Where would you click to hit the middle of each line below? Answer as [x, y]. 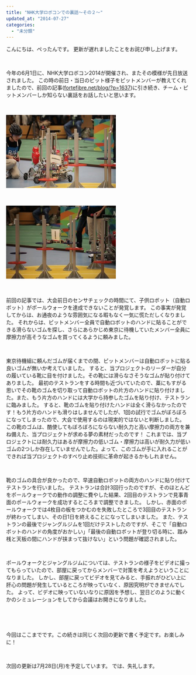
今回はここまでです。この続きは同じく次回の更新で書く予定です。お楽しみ [95, 635]
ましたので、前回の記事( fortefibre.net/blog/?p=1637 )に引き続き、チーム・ [94, 88]
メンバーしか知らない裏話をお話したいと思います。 [78, 95]
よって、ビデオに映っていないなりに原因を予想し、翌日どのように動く [102, 592]
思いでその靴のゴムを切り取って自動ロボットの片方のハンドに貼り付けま [93, 390]
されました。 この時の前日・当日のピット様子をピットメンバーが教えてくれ [96, 80]
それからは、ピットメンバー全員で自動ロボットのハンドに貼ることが [99, 323]
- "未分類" [23, 31]
